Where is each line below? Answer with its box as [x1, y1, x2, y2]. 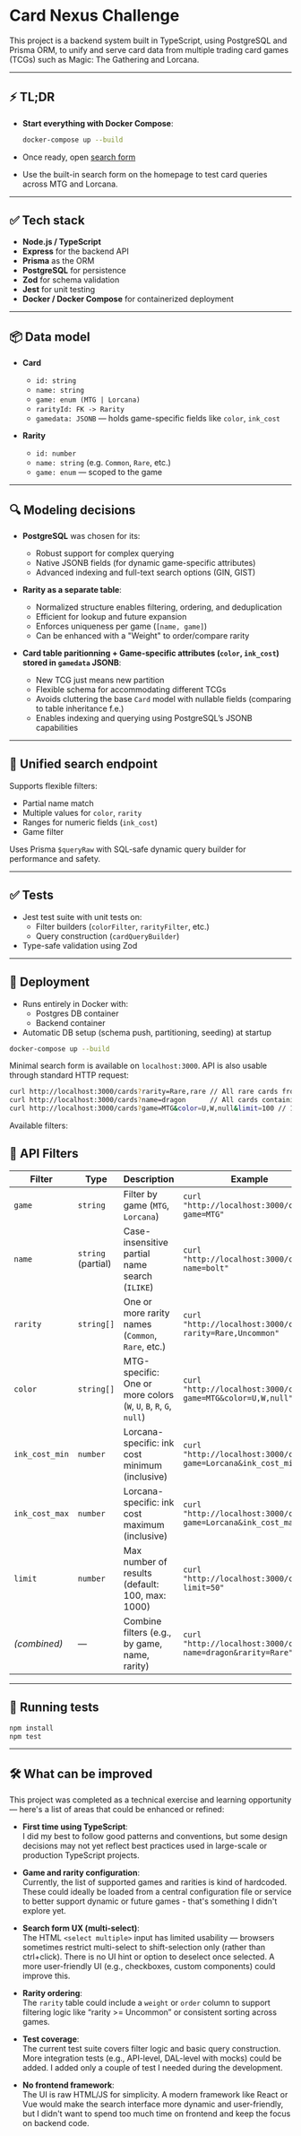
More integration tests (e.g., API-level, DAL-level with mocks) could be [21, 2053, 282, 2063]
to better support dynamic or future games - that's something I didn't [21, 1896, 278, 1906]
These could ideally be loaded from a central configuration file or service [21, 1887, 292, 1897]
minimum [123, 1459, 163, 1472]
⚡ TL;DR [9, 90, 56, 105]
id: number [35, 449, 77, 458]
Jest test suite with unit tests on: [21, 911, 142, 922]
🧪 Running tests [9, 1700, 99, 1715]
